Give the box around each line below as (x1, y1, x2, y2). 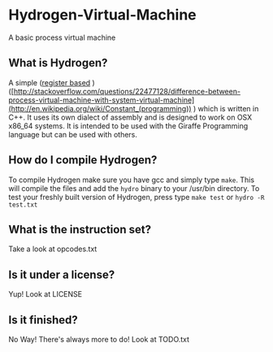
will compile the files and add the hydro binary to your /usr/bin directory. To (8, 183, 260, 193)
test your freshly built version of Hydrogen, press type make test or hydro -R (8, 192, 265, 202)
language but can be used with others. (8, 129, 138, 139)
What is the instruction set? (8, 222, 152, 237)
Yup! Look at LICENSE (8, 289, 83, 299)
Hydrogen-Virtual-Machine (8, 6, 197, 24)
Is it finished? (8, 313, 79, 327)
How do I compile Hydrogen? (8, 153, 158, 167)
